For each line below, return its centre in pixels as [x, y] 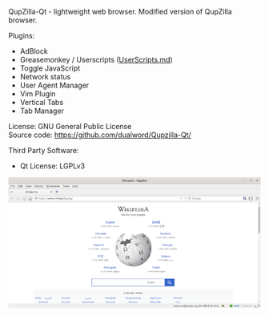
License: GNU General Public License [70, 126]
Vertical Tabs [42, 102]
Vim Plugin [38, 94]
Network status [45, 77]
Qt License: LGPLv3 [52, 166]
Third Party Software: [44, 150]
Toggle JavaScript [50, 68]
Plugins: [22, 36]
